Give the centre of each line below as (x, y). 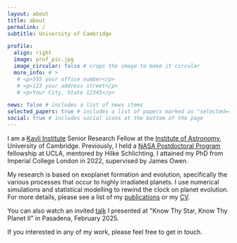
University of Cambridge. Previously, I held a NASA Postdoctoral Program (114, 146)
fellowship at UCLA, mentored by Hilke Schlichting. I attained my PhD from (115, 153)
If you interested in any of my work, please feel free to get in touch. (105, 232)
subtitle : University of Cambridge (60, 34)
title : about (26, 20)
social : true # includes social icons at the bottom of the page (105, 118)
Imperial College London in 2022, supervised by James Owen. (98, 160)
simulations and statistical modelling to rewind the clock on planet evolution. (118, 189)
